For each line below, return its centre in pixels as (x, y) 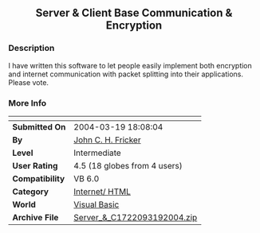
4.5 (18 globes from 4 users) (128, 165)
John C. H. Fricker (107, 140)
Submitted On (39, 126)
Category (31, 192)
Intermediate (97, 153)
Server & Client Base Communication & (134, 13)
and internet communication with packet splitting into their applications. (126, 74)
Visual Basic (97, 204)
